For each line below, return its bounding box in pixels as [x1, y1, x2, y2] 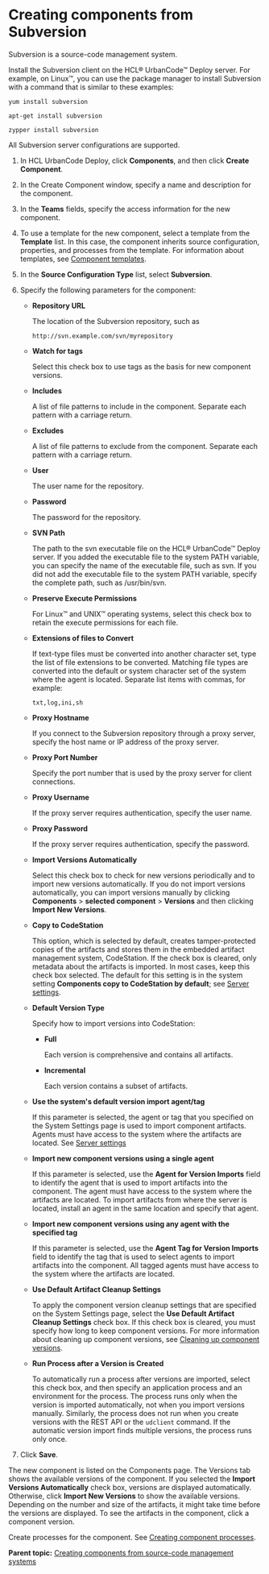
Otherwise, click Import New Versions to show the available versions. [8, 1491, 240, 1501]
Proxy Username [31, 792, 90, 802]
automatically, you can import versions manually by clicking [31, 887, 230, 897]
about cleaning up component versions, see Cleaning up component [31, 1334, 260, 1344]
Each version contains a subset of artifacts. [43, 1081, 188, 1090]
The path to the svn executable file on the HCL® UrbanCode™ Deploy [31, 543, 261, 553]
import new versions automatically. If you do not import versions [31, 878, 246, 888]
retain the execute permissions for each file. [31, 617, 179, 627]
